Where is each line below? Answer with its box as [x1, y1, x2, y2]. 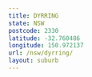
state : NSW [8, 19, 45, 27]
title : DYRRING [8, 11, 59, 20]
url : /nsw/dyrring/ [8, 49, 74, 57]
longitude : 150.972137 [8, 42, 84, 50]
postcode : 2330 [8, 26, 59, 34]
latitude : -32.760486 [8, 34, 81, 43]
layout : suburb [8, 57, 59, 65]
